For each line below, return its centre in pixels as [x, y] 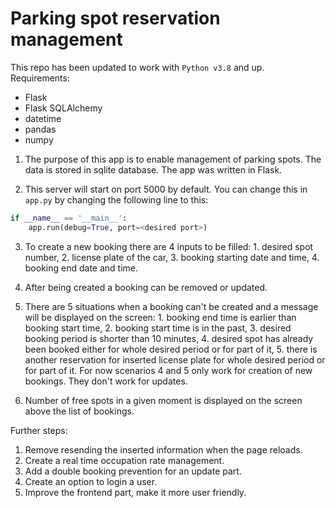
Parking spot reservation [115, 18]
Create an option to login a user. [91, 481]
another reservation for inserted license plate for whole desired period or [175, 359]
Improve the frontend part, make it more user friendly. [135, 492]
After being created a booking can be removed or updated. [146, 287]
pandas [40, 129]
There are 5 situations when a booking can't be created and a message [171, 306]
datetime [43, 118]
